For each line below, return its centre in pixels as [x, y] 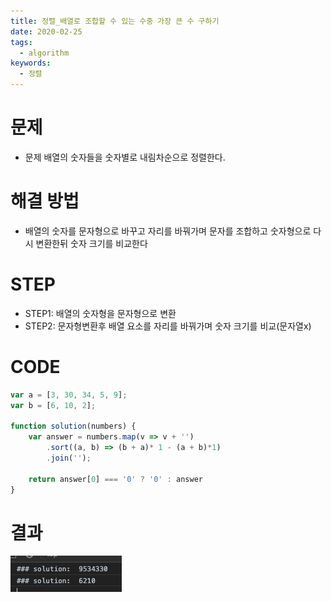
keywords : [31, 63]
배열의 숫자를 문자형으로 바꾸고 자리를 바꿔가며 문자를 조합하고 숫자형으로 [168, 231]
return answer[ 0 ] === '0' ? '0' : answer [115, 479]
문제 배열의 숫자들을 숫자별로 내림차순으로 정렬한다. [125, 157]
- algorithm [44, 53]
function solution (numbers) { [73, 426]
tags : [21, 42]
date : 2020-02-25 [46, 31]
